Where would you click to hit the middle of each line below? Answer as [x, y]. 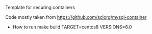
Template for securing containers [40, 7]
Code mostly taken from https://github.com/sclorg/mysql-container [76, 17]
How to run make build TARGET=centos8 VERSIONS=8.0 [72, 27]
